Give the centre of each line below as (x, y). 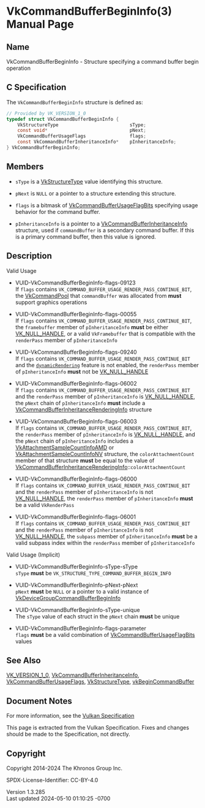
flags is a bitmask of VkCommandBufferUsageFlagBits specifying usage (106, 205)
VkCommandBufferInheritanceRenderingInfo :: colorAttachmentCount (100, 467)
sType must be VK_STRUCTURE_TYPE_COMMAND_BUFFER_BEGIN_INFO (93, 573)
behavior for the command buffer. (58, 212)
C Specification (36, 87)
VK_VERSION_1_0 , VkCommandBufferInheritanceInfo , (73, 675)
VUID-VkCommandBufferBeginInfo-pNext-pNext (76, 585)
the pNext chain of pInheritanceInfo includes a (74, 441)
